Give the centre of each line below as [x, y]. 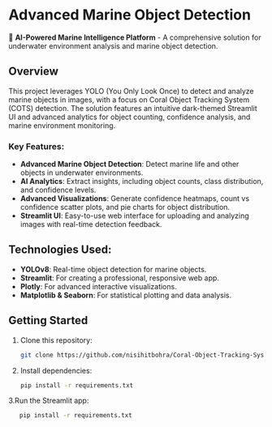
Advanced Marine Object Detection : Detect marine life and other [130, 164]
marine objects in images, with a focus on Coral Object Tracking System [129, 100]
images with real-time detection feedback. [91, 224]
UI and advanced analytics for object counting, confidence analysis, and [130, 117]
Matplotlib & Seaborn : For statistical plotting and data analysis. [126, 295]
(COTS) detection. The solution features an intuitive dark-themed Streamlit [133, 108]
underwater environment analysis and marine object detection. [113, 45]
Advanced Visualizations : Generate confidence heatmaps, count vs [135, 199]
